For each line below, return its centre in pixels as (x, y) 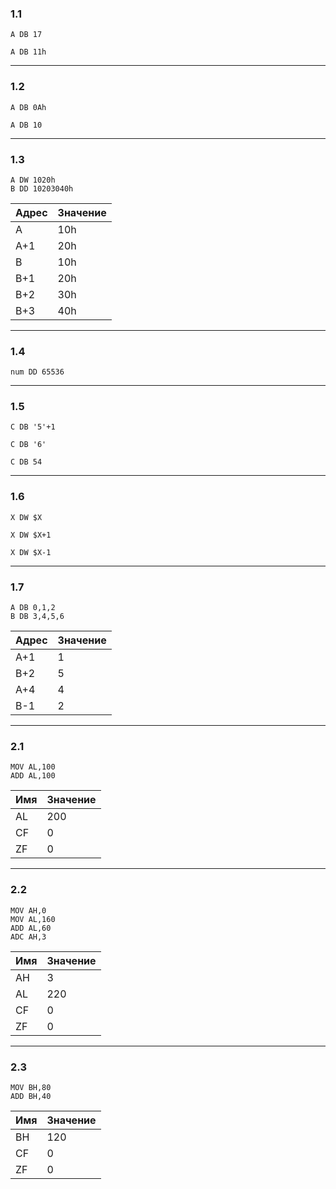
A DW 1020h (33, 180)
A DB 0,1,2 (33, 608)
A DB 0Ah (28, 107)
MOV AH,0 (28, 910)
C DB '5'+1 (33, 427)
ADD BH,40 (31, 1096)
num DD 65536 (37, 372)
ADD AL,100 (33, 776)
